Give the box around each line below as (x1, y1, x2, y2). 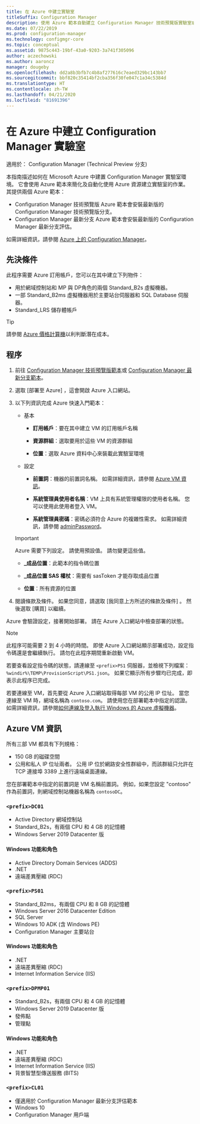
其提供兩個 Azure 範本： (6, 188, 65, 195)
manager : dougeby (6, 64, 49, 70)
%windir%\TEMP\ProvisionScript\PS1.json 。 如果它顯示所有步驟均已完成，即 (6, 669, 192, 677)
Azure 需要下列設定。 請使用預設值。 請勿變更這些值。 (14, 547, 149, 554)
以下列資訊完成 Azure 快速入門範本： (14, 399, 106, 406)
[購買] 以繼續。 (32, 605, 69, 612)
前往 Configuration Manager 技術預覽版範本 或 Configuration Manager (14, 367, 186, 374)
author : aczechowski (6, 53, 58, 59)
